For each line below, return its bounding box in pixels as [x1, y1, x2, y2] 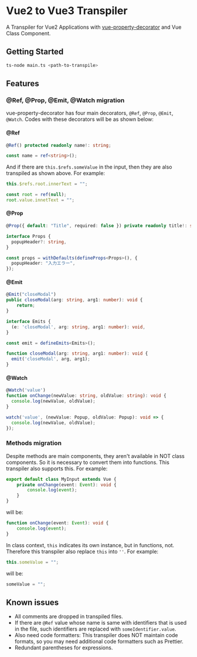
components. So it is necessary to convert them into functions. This [6, 459, 170, 466]
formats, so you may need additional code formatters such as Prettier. [14, 638, 184, 645]
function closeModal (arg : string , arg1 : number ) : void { [6, 351, 148, 356]
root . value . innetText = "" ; [6, 197, 75, 203]
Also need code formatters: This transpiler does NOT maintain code [14, 632, 178, 639]
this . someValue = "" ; [6, 559, 59, 565]
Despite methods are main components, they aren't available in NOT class [6, 452, 185, 459]
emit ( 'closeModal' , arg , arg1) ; [11, 356, 91, 362]
